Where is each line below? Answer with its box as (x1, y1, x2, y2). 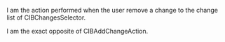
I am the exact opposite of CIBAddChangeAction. (6, 27, 149, 35)
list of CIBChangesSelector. (6, 13, 86, 22)
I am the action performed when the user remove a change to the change (6, 6, 219, 14)
